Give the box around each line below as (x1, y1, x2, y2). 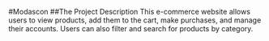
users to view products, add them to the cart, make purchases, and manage (8, 15, 262, 25)
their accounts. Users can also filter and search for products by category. (8, 24, 254, 33)
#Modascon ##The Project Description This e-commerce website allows (8, 7, 251, 16)
